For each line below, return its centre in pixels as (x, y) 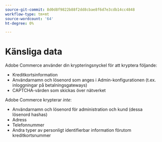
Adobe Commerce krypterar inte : (39, 100)
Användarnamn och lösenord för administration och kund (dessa (77, 109)
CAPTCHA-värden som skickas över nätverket (59, 91)
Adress (19, 120)
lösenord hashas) (30, 115)
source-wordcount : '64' (29, 19)
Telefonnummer (28, 125)
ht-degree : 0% (20, 23)
